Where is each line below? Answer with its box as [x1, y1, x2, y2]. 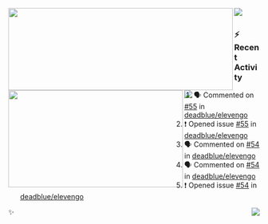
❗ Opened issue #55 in [184, 120, 257, 129]
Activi [234, 61, 258, 73]
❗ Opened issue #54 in [184, 180, 258, 191]
